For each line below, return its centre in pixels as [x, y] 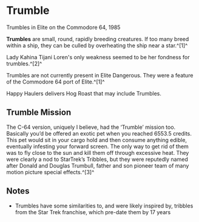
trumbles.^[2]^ [24, 64]
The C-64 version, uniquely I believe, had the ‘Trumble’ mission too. [91, 127]
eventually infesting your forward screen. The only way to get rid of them [98, 146]
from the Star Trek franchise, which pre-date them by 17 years [93, 212]
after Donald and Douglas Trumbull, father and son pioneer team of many [98, 165]
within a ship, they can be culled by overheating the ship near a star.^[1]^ [97, 45]
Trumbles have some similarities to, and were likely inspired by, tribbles [104, 206]
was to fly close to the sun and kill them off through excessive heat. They [98, 152]
